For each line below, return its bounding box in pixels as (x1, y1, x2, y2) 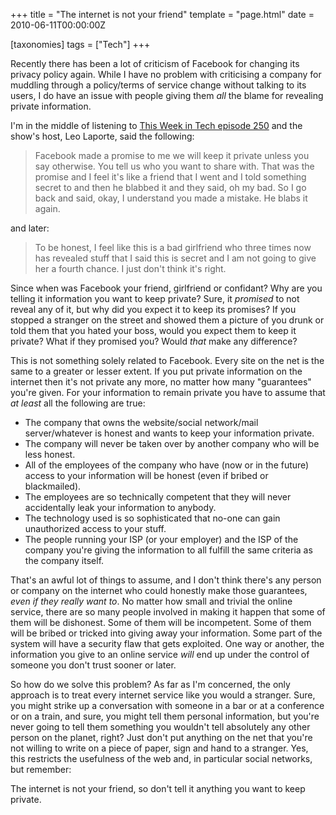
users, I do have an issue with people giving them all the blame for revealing (10, 90, 324, 101)
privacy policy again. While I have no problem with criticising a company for (10, 69, 322, 80)
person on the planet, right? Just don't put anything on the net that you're (10, 732, 313, 743)
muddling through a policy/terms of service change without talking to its (10, 79, 307, 91)
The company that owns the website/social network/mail (24, 417, 259, 428)
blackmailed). (24, 480, 82, 492)
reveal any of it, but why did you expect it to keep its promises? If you (10, 304, 297, 315)
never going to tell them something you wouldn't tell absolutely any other (10, 721, 311, 733)
